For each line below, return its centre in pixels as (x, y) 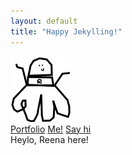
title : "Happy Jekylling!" (66, 31)
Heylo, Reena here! (49, 139)
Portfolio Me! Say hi (51, 129)
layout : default (44, 21)
